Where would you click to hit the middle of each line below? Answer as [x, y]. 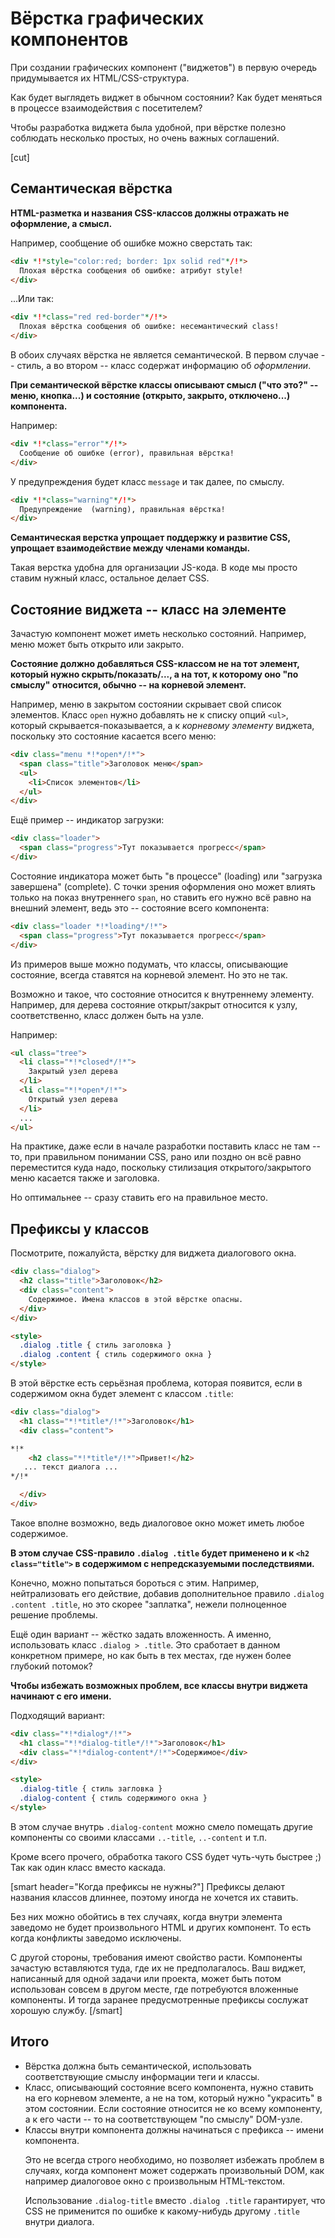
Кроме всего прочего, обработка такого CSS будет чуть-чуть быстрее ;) [166, 1856]
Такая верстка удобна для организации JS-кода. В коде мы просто [154, 568]
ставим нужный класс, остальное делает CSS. [110, 578]
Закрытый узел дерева [73, 1072]
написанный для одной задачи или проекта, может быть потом [146, 1978]
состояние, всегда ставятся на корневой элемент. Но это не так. [149, 974]
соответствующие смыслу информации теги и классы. [142, 2076]
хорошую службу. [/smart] [66, 2010]
